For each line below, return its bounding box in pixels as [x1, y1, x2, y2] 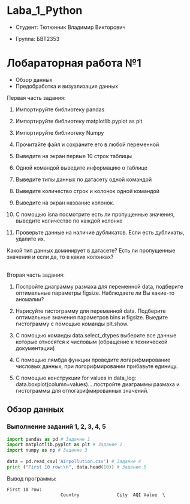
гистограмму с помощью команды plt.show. [15, 320, 129, 327]
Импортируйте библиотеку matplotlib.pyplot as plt [15, 117, 143, 124]
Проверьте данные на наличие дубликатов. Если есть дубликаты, [15, 229, 185, 236]
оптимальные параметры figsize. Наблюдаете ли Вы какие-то [15, 289, 175, 297]
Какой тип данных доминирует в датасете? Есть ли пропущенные [7, 247, 176, 254]
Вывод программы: [7, 475, 57, 482]
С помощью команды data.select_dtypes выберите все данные [15, 331, 177, 339]
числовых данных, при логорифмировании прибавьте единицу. [15, 362, 178, 370]
